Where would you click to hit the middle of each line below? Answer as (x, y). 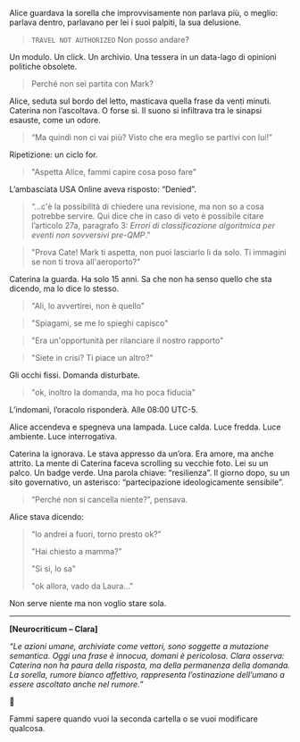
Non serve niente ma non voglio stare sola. (88, 603)
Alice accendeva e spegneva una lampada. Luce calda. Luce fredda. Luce (145, 427)
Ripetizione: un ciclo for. (54, 154)
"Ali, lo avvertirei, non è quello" (88, 306)
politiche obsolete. (43, 67)
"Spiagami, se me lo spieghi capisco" (100, 323)
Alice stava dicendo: (47, 517)
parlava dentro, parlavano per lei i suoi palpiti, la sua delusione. (125, 22)
